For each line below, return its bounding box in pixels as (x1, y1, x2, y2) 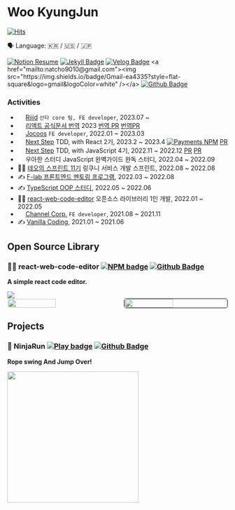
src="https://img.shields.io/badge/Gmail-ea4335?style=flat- (7, 72, 181, 80)
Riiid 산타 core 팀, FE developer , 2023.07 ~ (25, 113, 150, 122)
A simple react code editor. (7, 277, 87, 285)
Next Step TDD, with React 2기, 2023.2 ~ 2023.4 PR (25, 138, 228, 146)
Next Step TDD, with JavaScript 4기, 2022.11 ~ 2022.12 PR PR (25, 146, 202, 155)
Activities (7, 97, 41, 107)
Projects (7, 320, 45, 332)
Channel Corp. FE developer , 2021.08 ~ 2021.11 (25, 210, 161, 218)
